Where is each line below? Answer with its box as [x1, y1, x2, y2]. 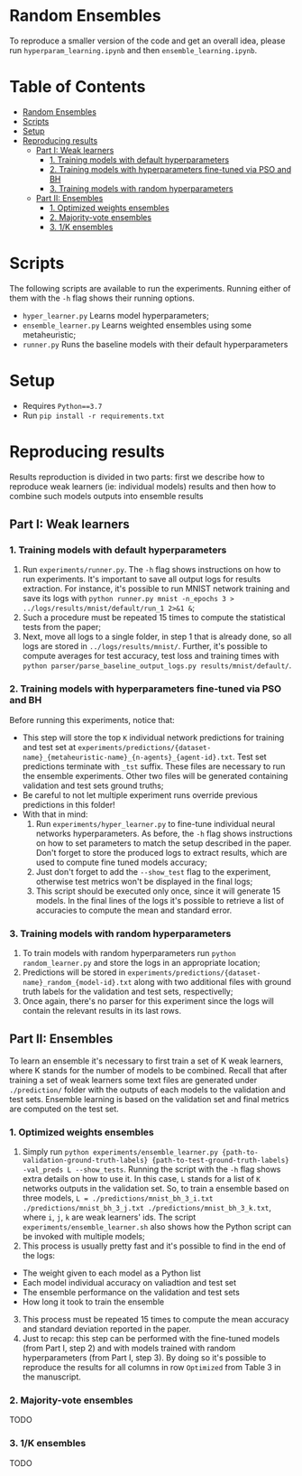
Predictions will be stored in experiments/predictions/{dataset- [22, 967, 261, 978]
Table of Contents [9, 77, 146, 97]
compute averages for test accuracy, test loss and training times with [22, 651, 279, 662]
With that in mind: [22, 809, 88, 820]
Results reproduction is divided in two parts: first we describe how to [9, 471, 265, 482]
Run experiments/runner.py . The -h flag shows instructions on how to [22, 564, 281, 575]
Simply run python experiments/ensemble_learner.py [22, 1146, 219, 1157]
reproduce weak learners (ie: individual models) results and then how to [9, 480, 277, 492]
